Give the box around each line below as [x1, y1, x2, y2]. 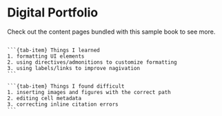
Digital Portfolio [7, 5, 99, 21]
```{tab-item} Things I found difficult [7, 82, 125, 90]
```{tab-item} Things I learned [7, 47, 100, 54]
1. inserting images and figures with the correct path [7, 89, 171, 95]
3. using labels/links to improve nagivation [7, 65, 140, 71]
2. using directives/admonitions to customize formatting [7, 58, 177, 66]
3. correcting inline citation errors [7, 101, 119, 108]
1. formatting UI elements [7, 53, 85, 60]
